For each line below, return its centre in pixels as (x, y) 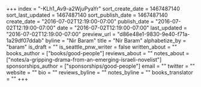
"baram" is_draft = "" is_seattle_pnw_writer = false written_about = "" (92, 47)
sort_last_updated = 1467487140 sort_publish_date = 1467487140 (87, 15)
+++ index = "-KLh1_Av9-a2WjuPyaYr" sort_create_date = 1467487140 (93, 9)
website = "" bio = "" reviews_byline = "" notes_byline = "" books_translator (100, 72)
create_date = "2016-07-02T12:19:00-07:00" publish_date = (80, 21)
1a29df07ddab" (25, 40)
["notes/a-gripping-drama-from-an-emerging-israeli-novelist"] (84, 60)
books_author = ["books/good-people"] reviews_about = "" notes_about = (98, 53)
